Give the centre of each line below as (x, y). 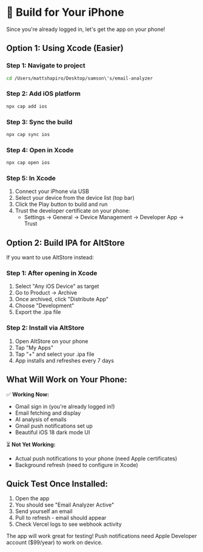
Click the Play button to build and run (61, 204)
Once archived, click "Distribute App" (62, 299)
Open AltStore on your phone (52, 341)
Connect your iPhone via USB (52, 191)
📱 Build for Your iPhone (65, 12)
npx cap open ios (28, 163)
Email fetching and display (48, 413)
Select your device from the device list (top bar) (75, 198)
